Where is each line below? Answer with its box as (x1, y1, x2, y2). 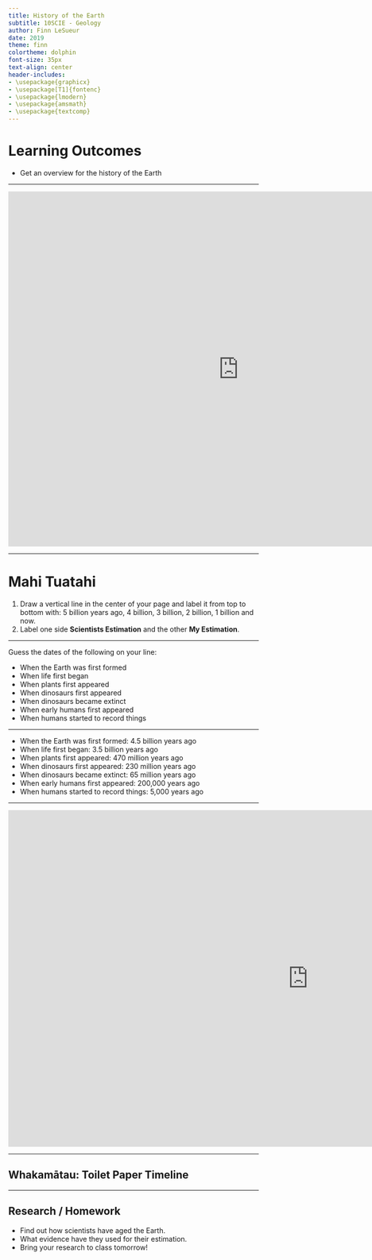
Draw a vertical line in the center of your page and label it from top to (19, 599, 246, 609)
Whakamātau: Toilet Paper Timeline (8, 1169, 189, 1182)
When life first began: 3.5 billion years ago (19, 744, 159, 754)
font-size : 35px (8, 56, 62, 64)
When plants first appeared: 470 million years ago (19, 752, 184, 763)
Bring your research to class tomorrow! (19, 1243, 149, 1252)
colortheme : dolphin (8, 48, 77, 56)
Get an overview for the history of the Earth (19, 168, 162, 177)
